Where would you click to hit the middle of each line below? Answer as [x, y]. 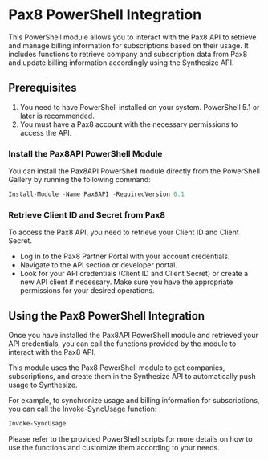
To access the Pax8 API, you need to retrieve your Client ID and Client [124, 232]
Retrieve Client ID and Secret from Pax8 [87, 214]
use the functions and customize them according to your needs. [114, 447]
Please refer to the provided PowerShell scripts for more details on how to [130, 438]
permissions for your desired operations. [87, 291]
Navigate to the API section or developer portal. [99, 265]
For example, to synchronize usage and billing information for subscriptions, [134, 401]
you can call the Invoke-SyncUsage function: [83, 409]
